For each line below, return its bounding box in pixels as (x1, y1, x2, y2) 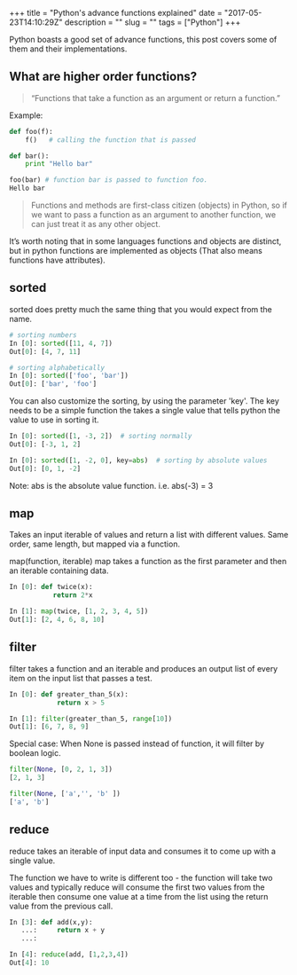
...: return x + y (20, 926, 105, 935)
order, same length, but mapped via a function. (9, 539, 180, 549)
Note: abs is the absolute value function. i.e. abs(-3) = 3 (9, 480, 214, 491)
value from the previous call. (9, 900, 113, 911)
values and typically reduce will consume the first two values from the (9, 882, 265, 892)
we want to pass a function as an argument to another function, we (30, 209, 277, 220)
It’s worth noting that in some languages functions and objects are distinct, (9, 236, 282, 247)
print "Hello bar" (25, 160, 93, 169)
